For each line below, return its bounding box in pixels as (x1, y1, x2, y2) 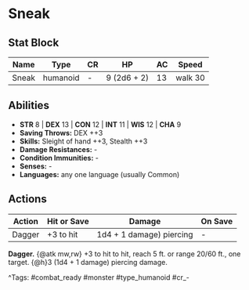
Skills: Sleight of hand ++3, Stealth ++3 (19, 136, 148, 146)
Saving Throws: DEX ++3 (19, 128, 103, 137)
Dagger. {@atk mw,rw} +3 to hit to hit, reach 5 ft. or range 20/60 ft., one (8, 248, 241, 259)
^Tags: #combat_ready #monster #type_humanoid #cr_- (8, 272, 189, 282)
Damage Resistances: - (19, 144, 98, 154)
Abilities (8, 99, 49, 112)
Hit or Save (46, 216, 89, 227)
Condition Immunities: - (19, 153, 99, 162)
